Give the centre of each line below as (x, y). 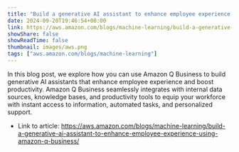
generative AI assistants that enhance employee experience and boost (111, 81)
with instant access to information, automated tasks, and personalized (110, 104)
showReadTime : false (38, 41)
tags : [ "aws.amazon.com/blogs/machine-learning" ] (83, 54)
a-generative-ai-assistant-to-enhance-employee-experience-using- (118, 133)
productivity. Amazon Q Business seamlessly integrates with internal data (115, 89)
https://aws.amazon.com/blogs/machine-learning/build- (143, 126)
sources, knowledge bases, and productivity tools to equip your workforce (117, 96)
